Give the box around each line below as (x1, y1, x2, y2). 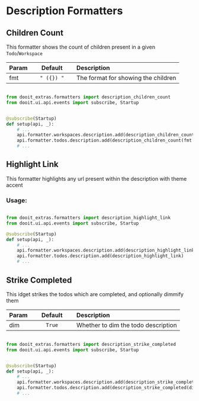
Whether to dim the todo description (76, 321, 177, 329)
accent (6, 181, 23, 188)
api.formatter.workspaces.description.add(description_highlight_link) (17, 248, 197, 254)
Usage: (6, 196, 28, 204)
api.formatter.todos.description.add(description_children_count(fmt (17, 137, 192, 143)
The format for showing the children (76, 74, 176, 82)
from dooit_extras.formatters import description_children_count (6, 94, 171, 100)
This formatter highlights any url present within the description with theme (6, 175, 187, 182)
